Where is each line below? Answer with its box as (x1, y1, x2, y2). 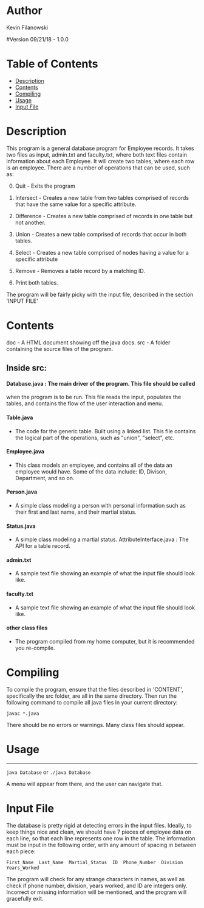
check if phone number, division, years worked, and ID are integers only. (6, 882, 188, 889)
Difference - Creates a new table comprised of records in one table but (15, 212, 193, 219)
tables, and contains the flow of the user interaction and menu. (6, 400, 163, 407)
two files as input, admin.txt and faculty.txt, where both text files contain (6, 151, 187, 158)
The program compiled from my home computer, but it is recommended (15, 637, 195, 645)
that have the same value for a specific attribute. (15, 200, 137, 208)
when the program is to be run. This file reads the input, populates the (6, 394, 182, 401)
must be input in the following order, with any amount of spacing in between (6, 841, 197, 848)
